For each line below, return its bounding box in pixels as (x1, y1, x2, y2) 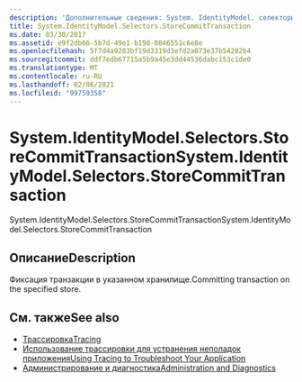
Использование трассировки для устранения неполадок (22, 343, 241, 354)
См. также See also (9, 310, 120, 325)
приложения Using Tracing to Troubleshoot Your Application (22, 353, 246, 364)
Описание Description (9, 250, 137, 266)
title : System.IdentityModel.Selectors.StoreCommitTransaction (9, 22, 252, 31)
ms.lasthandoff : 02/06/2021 (9, 80, 115, 89)
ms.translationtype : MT (9, 64, 99, 73)
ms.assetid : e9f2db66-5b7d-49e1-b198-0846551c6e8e (9, 38, 203, 48)
